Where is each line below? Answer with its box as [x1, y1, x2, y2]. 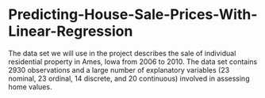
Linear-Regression [8, 22, 133, 40]
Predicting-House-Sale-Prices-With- [8, 6, 258, 24]
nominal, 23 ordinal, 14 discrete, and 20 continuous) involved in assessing [8, 73, 250, 83]
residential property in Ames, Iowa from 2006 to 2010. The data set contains [8, 57, 258, 66]
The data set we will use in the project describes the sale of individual [8, 48, 236, 58]
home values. [8, 81, 52, 92]
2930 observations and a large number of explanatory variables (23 [8, 65, 230, 74]
